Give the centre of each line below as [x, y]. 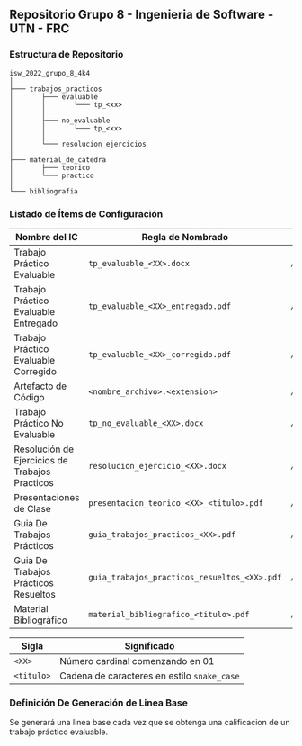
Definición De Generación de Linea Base [99, 703]
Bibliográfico [40, 620]
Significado [150, 645]
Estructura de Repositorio [67, 55]
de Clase [32, 508]
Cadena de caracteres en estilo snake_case [150, 676]
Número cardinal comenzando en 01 [137, 661]
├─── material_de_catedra [58, 160]
